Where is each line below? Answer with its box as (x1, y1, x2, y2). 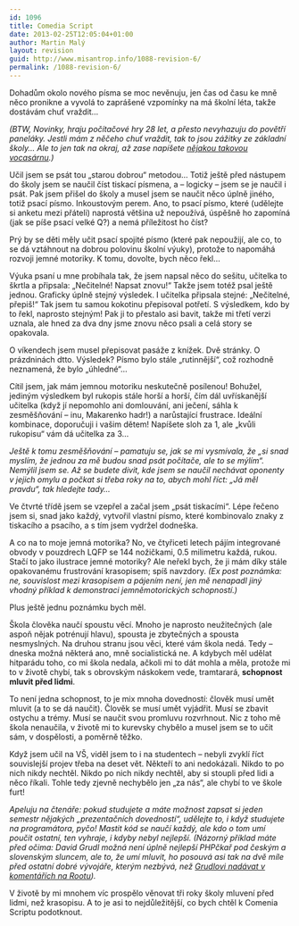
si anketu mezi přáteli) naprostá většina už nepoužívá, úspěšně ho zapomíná (9, 207, 291, 218)
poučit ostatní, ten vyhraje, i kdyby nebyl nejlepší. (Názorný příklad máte (9, 832, 277, 843)
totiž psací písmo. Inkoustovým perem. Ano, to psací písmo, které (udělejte (9, 197, 284, 208)
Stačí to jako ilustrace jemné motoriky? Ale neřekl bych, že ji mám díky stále (9, 555, 287, 567)
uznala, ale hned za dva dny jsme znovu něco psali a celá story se (9, 318, 253, 329)
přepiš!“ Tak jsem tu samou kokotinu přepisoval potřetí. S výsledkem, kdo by (9, 298, 290, 309)
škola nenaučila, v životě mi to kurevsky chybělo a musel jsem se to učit (9, 722, 274, 732)
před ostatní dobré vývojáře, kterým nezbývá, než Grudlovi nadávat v (9, 861, 266, 872)
